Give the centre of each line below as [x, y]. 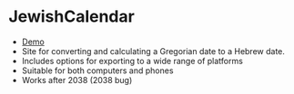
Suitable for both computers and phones [97, 70]
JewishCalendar [72, 17]
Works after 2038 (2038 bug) [77, 80]
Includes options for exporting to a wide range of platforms [132, 61]
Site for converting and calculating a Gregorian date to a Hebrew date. [153, 51]
